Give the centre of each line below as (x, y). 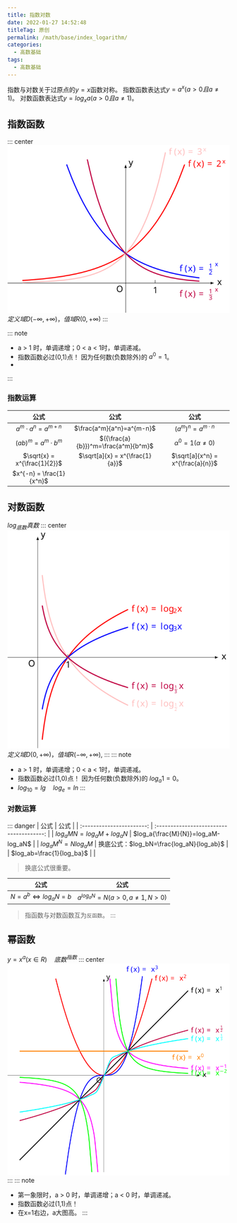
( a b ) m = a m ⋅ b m (39, 442)
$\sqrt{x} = (39, 456)
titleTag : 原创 (29, 30)
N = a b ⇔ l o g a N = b (41, 897)
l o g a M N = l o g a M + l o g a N (92, 834)
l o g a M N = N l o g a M (67, 844)
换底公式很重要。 (49, 868)
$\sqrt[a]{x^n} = (195, 456)
